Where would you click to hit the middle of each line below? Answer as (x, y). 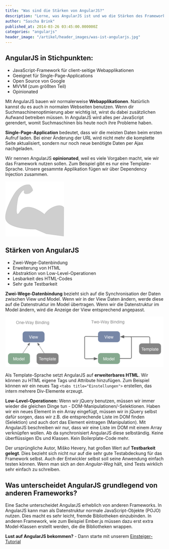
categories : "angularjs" (31, 32)
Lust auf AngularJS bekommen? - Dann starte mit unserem (67, 536)
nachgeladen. (19, 148)
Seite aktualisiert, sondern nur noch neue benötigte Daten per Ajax (74, 143)
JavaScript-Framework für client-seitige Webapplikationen (73, 70)
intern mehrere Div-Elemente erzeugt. (45, 391)
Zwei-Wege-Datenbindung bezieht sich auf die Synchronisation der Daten (83, 294)
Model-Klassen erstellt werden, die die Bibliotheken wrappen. (69, 527)
